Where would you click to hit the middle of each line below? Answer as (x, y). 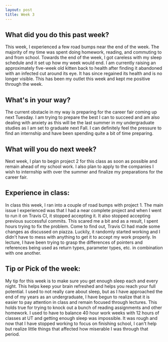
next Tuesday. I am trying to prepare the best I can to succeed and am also (82, 117)
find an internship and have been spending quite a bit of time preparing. (79, 133)
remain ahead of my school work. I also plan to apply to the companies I (79, 166)
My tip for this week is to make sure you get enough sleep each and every (82, 281)
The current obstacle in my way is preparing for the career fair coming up (81, 112)
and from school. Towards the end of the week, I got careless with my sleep (83, 58)
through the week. (24, 84)
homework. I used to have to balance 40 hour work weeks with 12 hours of (82, 313)
